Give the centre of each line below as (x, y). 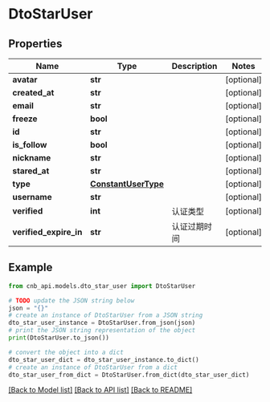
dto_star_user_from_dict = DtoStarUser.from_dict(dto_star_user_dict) (129, 375)
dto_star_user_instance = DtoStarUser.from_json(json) (102, 323)
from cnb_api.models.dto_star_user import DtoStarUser (102, 286)
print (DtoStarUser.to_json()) (59, 338)
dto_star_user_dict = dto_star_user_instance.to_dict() (104, 359)
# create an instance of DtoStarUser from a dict (93, 367)
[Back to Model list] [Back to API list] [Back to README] (100, 390)
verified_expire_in (47, 232)
